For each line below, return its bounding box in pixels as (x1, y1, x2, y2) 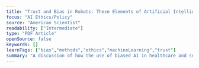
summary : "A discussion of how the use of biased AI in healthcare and (6, 53, 187, 59)
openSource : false (6, 36, 52, 42)
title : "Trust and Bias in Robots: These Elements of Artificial (6, 8, 171, 15)
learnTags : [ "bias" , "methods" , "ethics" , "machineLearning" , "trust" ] (6, 47, 176, 53)
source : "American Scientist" (6, 20, 81, 25)
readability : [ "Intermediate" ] (6, 25, 84, 31)
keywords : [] (6, 42, 38, 48)
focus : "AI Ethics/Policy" (6, 14, 73, 20)
